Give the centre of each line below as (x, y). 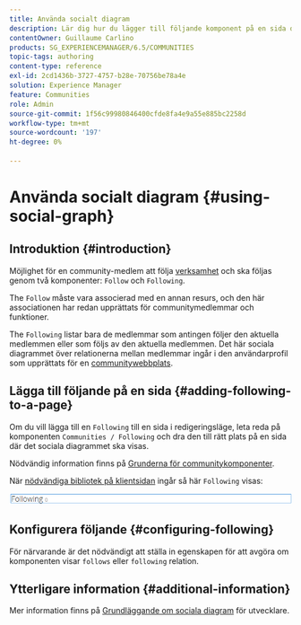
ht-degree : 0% (36, 142)
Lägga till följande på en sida (90, 391)
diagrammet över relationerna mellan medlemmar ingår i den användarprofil (149, 353)
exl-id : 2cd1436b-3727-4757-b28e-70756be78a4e (98, 76)
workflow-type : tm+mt (50, 123)
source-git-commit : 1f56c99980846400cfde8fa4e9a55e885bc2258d (128, 114)
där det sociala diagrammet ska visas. (79, 445)
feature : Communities (50, 94)
